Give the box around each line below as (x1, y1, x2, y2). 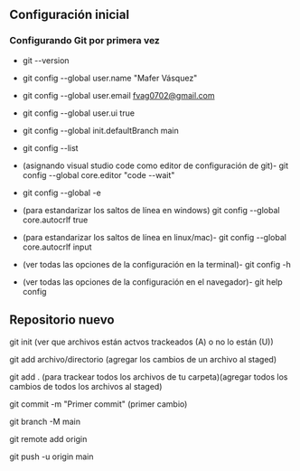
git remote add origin (9, 433, 88, 444)
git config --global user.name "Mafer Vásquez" (22, 72, 198, 83)
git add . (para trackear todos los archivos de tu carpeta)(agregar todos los (9, 371, 288, 382)
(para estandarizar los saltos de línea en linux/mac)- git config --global (22, 231, 287, 242)
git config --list (22, 142, 79, 153)
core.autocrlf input (22, 241, 92, 252)
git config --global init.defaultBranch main (22, 125, 179, 136)
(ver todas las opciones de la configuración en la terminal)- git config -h (22, 259, 291, 269)
